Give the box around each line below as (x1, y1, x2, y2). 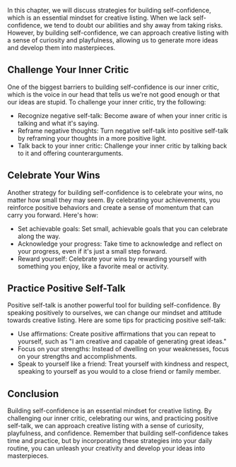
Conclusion (7, 388, 59, 400)
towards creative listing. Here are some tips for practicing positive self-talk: (7, 316, 226, 324)
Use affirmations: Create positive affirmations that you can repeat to (17, 330, 216, 338)
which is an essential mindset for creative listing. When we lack (7, 13, 192, 22)
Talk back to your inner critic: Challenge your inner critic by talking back (17, 141, 228, 150)
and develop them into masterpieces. (7, 44, 116, 52)
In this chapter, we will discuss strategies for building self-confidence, (7, 6, 211, 14)
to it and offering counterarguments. (17, 148, 124, 158)
